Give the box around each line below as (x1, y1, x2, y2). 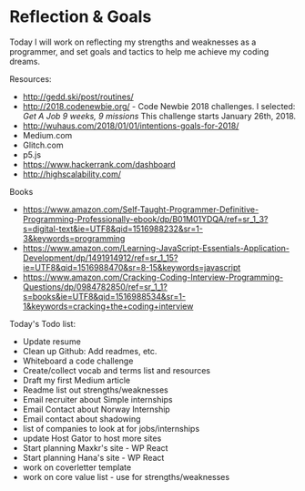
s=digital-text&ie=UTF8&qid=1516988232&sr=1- (22, 223, 203, 234)
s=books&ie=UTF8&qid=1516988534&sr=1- (22, 291, 187, 302)
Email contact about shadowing (22, 413, 141, 425)
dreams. (9, 56, 41, 66)
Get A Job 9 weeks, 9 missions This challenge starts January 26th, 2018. (22, 110, 297, 121)
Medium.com (22, 129, 73, 140)
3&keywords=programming (22, 232, 126, 243)
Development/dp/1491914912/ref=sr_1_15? (22, 252, 178, 263)
